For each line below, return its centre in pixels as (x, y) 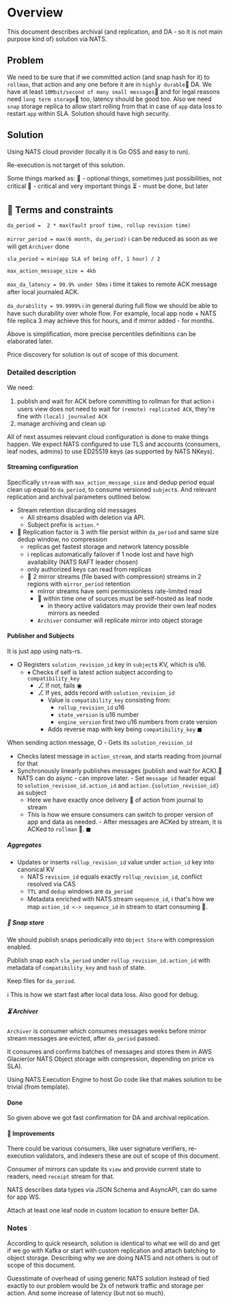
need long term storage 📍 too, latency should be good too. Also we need (109, 99)
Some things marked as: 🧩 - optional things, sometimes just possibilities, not (114, 178)
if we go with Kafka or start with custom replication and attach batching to (111, 1250)
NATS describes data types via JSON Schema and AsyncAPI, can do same (112, 1190)
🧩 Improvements (31, 1133)
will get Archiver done (38, 247)
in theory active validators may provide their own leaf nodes (132, 606)
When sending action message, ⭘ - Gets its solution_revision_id (100, 743)
